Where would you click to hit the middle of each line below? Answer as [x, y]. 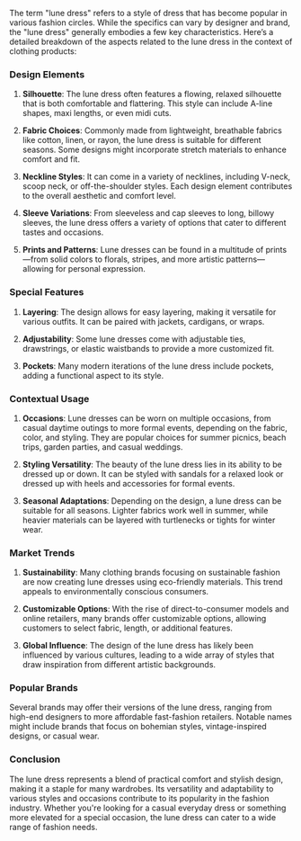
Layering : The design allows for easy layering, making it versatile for [149, 312]
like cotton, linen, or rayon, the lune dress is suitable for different [142, 140]
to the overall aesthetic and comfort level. [99, 196]
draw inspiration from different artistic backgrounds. [119, 665]
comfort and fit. [51, 159]
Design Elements [47, 74]
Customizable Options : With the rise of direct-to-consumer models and [155, 609]
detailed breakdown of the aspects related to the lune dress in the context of [151, 41]
